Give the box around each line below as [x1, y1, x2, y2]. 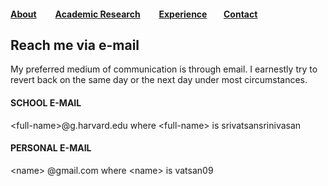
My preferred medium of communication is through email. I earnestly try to [10, 63, 318, 75]
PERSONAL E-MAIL [10, 142, 92, 154]
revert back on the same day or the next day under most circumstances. [10, 74, 308, 86]
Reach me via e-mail [10, 36, 140, 54]
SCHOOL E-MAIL [10, 97, 82, 109]
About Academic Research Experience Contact [10, 8, 258, 20]
